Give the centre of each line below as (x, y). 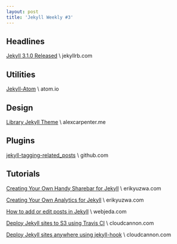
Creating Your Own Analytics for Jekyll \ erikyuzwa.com (75, 200)
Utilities (21, 74)
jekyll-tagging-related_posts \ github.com (57, 155)
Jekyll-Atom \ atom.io (33, 89)
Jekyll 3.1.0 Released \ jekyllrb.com (49, 56)
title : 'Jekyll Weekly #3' (40, 17)
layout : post (22, 12)
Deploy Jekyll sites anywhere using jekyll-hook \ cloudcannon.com (89, 234)
